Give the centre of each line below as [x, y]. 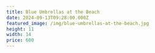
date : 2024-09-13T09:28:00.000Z [47, 18]
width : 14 [19, 35]
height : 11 [20, 29]
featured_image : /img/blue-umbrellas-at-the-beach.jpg [78, 23]
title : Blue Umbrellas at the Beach [53, 12]
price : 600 [20, 40]
